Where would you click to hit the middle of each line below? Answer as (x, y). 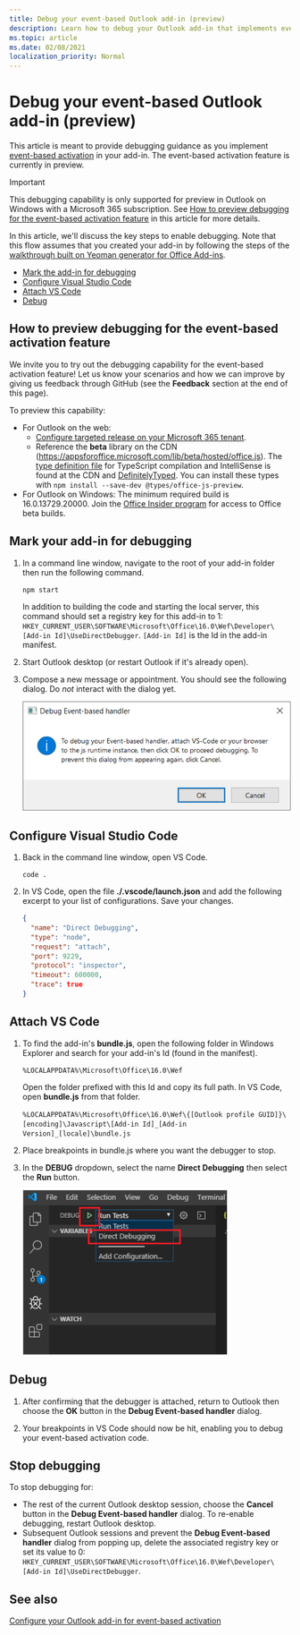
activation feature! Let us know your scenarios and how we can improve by (147, 374)
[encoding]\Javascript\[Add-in (80, 1124)
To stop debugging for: (51, 1487)
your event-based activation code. (85, 1437)
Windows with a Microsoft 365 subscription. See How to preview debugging (150, 209)
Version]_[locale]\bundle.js (76, 1133)
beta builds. (44, 513)
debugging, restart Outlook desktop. (89, 1524)
